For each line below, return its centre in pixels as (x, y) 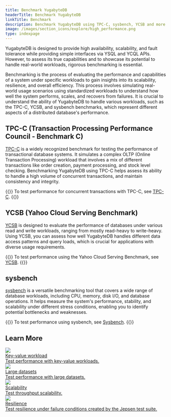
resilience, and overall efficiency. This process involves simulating (75, 85)
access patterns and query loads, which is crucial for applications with (80, 241)
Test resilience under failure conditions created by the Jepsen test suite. (81, 409)
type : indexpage (22, 34)
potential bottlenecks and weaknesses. (46, 312)
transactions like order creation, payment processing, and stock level (78, 165)
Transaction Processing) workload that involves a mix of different (74, 159)
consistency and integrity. (32, 181)
